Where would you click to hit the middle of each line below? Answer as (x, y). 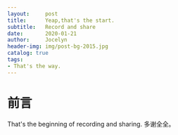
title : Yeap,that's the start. (61, 20)
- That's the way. (34, 66)
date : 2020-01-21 (42, 33)
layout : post (33, 14)
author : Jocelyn (38, 40)
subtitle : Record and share (52, 27)
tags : (15, 60)
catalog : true (28, 53)
